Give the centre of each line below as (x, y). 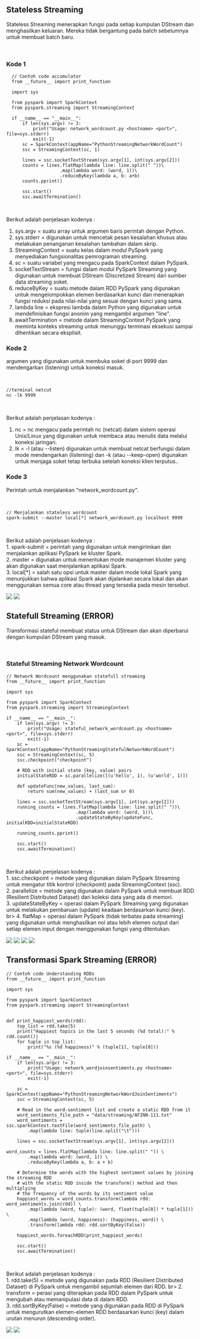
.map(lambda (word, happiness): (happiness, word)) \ (96, 1219)
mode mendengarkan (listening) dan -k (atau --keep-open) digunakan (101, 455)
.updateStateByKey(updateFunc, (114, 818)
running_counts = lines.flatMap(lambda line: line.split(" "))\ (99, 807)
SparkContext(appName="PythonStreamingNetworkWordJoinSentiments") (92, 1094)
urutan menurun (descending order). (51, 1318)
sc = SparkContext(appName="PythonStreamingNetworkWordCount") (102, 145)
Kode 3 (17, 477)
